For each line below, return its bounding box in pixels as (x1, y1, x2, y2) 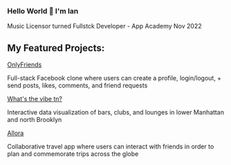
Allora (7, 129, 24, 137)
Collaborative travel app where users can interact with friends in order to (7, 142, 214, 151)
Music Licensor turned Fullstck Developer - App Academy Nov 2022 (7, 22, 202, 31)
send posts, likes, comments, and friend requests (7, 81, 148, 89)
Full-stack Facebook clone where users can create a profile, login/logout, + (7, 74, 222, 82)
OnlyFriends (7, 60, 42, 69)
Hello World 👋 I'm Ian (7, 6, 79, 16)
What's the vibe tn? (7, 95, 62, 103)
